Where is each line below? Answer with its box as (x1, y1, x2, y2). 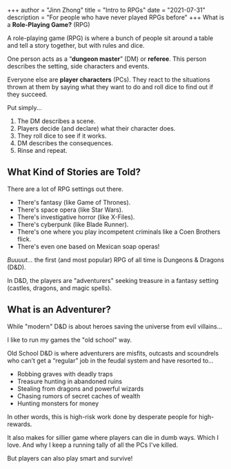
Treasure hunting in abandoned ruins (17, 377, 123, 385)
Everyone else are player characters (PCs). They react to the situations (7, 75, 210, 84)
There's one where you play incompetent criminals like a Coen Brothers (17, 228, 221, 236)
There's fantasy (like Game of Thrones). (17, 198, 131, 206)
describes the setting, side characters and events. (7, 62, 150, 70)
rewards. (7, 420, 32, 428)
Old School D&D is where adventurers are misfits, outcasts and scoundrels (7, 349, 219, 357)
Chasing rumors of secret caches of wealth (17, 392, 141, 400)
